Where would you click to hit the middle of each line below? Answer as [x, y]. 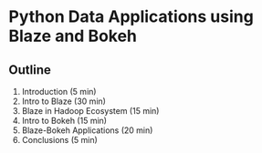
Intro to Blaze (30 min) [64, 101]
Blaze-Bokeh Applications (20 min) [87, 130]
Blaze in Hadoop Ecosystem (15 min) [90, 111]
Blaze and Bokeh [73, 36]
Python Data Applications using [131, 17]
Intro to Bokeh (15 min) [64, 121]
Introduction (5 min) [59, 92]
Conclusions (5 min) [59, 140]
